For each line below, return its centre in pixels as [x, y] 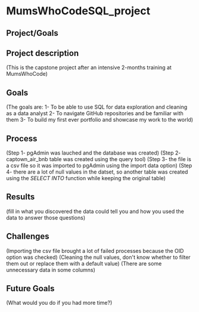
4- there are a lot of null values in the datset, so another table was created [97, 172]
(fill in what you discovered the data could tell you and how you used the [95, 211]
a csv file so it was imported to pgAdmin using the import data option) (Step [99, 166]
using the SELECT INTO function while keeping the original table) [86, 178]
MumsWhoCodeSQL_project [78, 11]
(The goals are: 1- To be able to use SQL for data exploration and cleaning [97, 107]
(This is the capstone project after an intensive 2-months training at [89, 67]
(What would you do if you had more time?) [59, 303]
